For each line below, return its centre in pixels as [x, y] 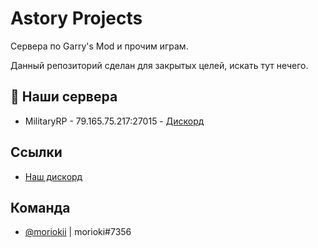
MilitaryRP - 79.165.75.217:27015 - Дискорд [114, 121]
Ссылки [36, 152]
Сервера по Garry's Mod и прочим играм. [99, 46]
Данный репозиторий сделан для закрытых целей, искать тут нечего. [159, 65]
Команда [40, 207]
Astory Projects [76, 18]
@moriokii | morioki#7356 [78, 232]
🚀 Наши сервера [64, 97]
